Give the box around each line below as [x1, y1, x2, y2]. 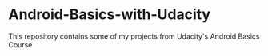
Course [8, 39, 33, 49]
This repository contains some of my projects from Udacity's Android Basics [8, 32, 260, 41]
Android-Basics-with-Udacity [8, 6, 210, 24]
